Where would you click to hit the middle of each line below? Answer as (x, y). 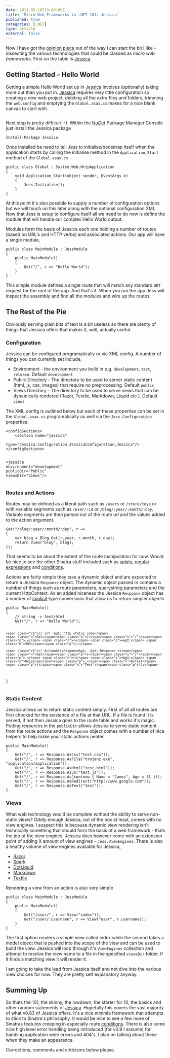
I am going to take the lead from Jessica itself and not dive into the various (83, 969)
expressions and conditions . (35, 567)
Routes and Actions (30, 493)
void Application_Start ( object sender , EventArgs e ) (72, 176)
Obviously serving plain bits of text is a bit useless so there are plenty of (81, 324)
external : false (23, 33)
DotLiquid (23, 867)
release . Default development (43, 374)
